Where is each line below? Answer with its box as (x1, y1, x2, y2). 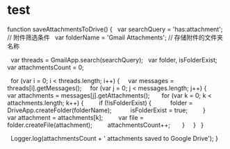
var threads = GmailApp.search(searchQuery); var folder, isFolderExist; (10, 55, 217, 64)
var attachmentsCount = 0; (7, 63, 85, 71)
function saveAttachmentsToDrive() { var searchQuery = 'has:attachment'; (7, 25, 223, 33)
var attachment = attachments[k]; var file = (7, 113, 145, 121)
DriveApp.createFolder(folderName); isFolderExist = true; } (7, 106, 206, 114)
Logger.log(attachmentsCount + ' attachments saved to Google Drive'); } (10, 134, 219, 142)
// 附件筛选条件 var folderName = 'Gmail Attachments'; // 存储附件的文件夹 (7, 33, 224, 42)
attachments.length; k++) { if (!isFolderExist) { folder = (7, 98, 193, 107)
